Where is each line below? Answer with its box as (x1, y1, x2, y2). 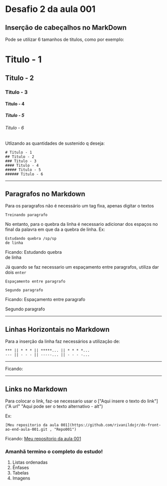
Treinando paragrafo (5, 212, 48, 217)
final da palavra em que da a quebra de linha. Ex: (5, 226, 105, 232)
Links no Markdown (5, 385, 68, 393)
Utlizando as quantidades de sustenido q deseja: (5, 140, 105, 146)
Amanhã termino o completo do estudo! (5, 448, 103, 455)
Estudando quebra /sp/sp (5, 236, 57, 241)
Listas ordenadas (12, 459, 48, 466)
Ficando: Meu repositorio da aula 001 (5, 436, 81, 442)
